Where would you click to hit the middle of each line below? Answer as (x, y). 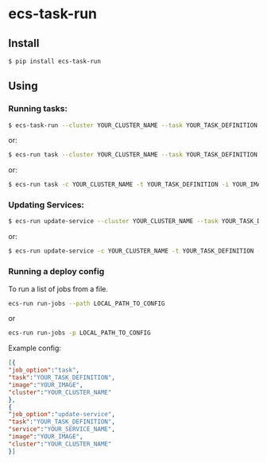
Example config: (35, 348)
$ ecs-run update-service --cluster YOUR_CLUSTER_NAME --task (113, 222)
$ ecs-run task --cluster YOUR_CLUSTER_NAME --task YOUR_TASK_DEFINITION (133, 155)
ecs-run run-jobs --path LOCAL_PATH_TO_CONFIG (87, 303)
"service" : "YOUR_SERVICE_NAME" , (62, 430)
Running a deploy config (56, 272)
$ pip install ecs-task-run (55, 61)
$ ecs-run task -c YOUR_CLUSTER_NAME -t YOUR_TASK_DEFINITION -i (118, 185)
